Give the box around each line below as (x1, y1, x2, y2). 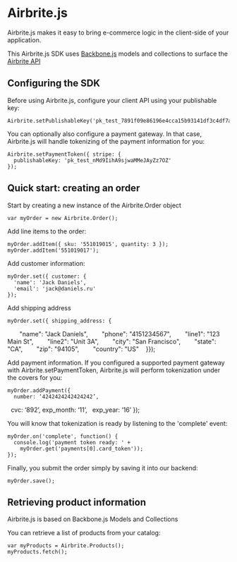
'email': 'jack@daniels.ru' (13, 285, 97, 292)
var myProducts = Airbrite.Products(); (7, 542, 125, 549)
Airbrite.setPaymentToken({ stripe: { (7, 150, 121, 158)
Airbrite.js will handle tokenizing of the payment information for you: (7, 137, 205, 145)
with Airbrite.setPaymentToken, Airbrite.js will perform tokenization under (7, 365, 221, 374)
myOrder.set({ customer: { (7, 273, 87, 280)
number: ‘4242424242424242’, (13, 393, 99, 400)
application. (7, 35, 42, 44)
